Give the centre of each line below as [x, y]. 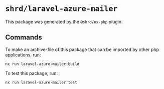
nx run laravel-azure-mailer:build [42, 64]
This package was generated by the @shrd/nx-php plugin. [64, 21]
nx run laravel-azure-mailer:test [41, 82]
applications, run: [23, 54]
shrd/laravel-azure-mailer [61, 9]
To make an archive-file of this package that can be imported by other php [82, 49]
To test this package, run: [32, 73]
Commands [24, 37]
